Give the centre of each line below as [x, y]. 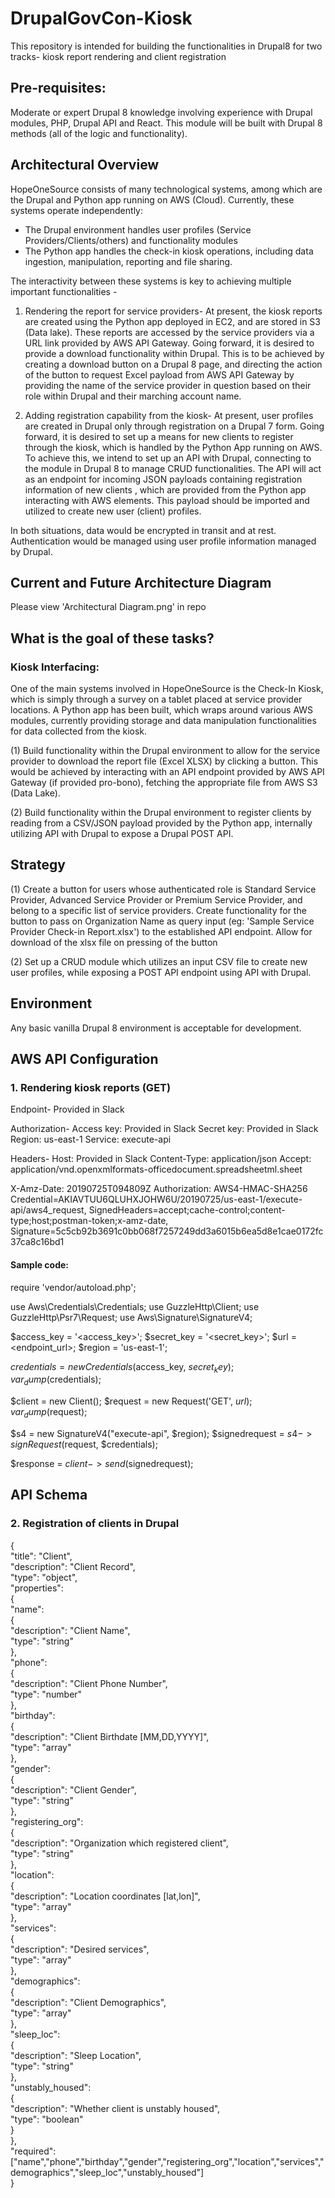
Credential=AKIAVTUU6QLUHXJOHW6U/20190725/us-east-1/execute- [156, 1199]
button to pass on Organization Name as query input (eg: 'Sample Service [162, 921]
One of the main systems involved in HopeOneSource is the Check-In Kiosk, [167, 689]
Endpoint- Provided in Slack [67, 1109]
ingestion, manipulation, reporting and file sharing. [128, 261]
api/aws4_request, [48, 1210]
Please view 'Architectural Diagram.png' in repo [108, 607]
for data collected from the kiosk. [79, 731]
